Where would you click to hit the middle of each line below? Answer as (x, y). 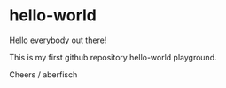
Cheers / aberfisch (43, 74)
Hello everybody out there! (58, 40)
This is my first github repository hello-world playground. (113, 57)
